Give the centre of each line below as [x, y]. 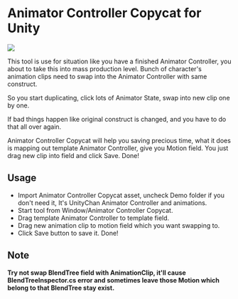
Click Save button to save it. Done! [68, 233]
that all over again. [34, 127]
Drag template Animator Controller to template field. [93, 218]
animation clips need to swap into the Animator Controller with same [107, 76]
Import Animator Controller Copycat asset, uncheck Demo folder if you [121, 195]
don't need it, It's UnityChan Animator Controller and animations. [112, 203]
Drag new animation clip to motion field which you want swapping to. [119, 225]
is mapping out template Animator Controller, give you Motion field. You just [118, 148]
